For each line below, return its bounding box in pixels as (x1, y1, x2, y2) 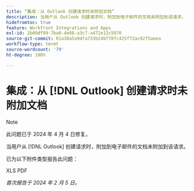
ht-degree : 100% (6, 52, 46, 58)
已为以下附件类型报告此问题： (6, 155, 78, 162)
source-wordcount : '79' (6, 47, 64, 53)
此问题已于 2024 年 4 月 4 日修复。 (6, 130, 91, 137)
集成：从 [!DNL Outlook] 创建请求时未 (6, 84, 188, 97)
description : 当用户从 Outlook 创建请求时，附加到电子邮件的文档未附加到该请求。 (6, 14, 186, 20)
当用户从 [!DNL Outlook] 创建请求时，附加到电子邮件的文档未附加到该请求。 (6, 143, 189, 150)
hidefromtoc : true (6, 19, 51, 25)
